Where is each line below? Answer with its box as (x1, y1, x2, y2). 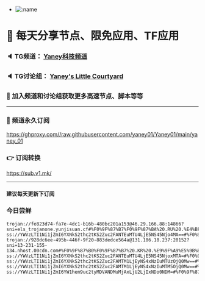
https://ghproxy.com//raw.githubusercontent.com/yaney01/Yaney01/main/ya (6, 130, 198, 138)
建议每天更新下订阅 (6, 190, 55, 197)
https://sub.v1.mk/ (6, 169, 52, 177)
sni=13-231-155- (6, 242, 48, 248)
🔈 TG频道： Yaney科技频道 (6, 52, 87, 61)
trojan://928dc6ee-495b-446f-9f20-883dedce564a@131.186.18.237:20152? (6, 237, 190, 243)
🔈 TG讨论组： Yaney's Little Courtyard (6, 72, 124, 80)
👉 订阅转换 (6, 153, 41, 162)
